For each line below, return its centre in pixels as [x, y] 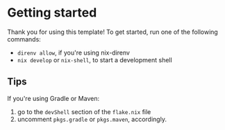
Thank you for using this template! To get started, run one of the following [113, 32]
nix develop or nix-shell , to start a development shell [94, 59]
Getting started [52, 13]
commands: [24, 39]
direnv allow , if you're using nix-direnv [74, 53]
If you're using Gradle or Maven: [53, 98]
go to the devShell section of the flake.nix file [84, 111]
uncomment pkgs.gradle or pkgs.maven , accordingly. [92, 119]
